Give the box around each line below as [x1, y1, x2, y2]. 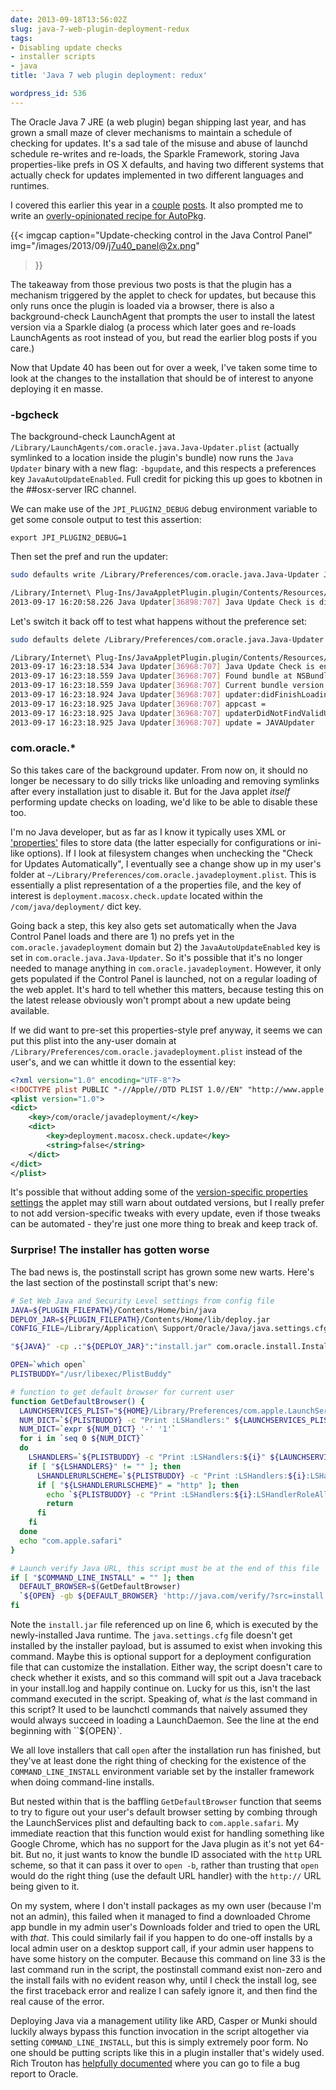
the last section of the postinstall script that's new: [10, 1276, 218, 1288]
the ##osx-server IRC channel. [10, 484, 137, 496]
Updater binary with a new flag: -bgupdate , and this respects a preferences [10, 462, 317, 475]
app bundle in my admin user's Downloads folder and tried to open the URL [10, 1921, 321, 1933]
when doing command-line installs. [10, 1776, 155, 1788]
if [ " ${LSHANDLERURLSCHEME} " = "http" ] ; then [36, 1480, 240, 1490]
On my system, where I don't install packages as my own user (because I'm [10, 1900, 322, 1912]
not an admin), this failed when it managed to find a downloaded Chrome [10, 1911, 311, 1923]
